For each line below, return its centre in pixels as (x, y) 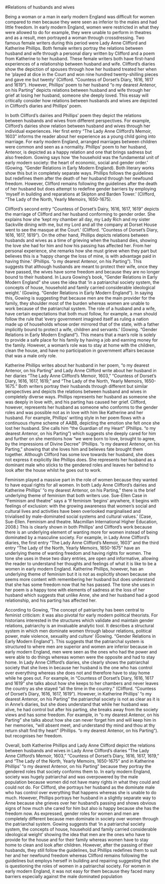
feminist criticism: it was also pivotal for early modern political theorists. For (82, 615)
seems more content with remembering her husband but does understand (80, 579)
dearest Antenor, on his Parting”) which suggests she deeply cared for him (81, 433)
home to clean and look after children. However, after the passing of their (79, 845)
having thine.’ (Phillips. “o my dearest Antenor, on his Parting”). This (73, 261)
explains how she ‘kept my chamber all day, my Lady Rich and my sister (78, 219)
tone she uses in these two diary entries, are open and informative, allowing (82, 558)
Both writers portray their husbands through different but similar (83, 386)
